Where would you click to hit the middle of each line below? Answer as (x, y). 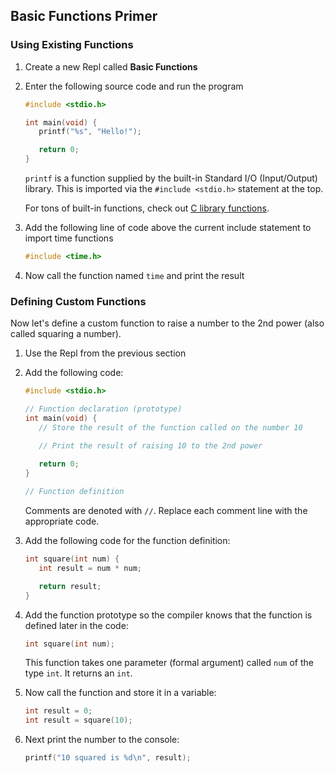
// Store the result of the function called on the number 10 (170, 427)
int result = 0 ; (58, 711)
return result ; (70, 586)
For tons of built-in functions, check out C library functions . (147, 208)
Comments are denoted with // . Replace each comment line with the (166, 511)
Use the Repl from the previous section (105, 353)
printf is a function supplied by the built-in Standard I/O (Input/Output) (171, 178)
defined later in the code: (76, 625)
